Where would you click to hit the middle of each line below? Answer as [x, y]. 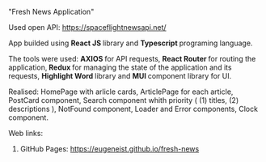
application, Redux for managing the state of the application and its [120, 67]
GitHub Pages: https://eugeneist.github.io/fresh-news [110, 149]
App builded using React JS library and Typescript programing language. [131, 43]
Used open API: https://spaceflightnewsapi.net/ [88, 27]
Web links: [25, 133]
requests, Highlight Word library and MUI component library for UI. [120, 76]
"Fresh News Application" [51, 12]
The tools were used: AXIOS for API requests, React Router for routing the [132, 59]
